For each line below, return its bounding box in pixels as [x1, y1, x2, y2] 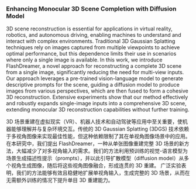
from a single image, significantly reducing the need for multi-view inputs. [6, 69, 184, 76]
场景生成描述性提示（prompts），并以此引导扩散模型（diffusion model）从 [6, 154, 184, 162]
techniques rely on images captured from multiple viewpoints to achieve [6, 44, 180, 51]
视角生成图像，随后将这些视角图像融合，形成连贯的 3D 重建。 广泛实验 [11, 162, 181, 169]
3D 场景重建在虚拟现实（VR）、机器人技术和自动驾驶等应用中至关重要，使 [6, 118, 183, 125]
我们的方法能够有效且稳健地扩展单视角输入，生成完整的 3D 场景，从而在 [16, 169, 190, 177]
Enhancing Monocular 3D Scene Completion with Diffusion [6, 5, 177, 13]
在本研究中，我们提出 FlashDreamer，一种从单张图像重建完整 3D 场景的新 [6, 140, 184, 147]
